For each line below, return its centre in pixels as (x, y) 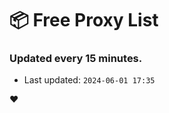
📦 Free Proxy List (84, 20)
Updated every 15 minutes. (76, 59)
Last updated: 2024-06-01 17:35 (89, 80)
